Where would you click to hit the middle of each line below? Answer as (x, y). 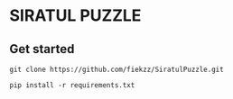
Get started (42, 49)
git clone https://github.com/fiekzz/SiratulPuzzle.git (116, 69)
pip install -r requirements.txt (72, 85)
